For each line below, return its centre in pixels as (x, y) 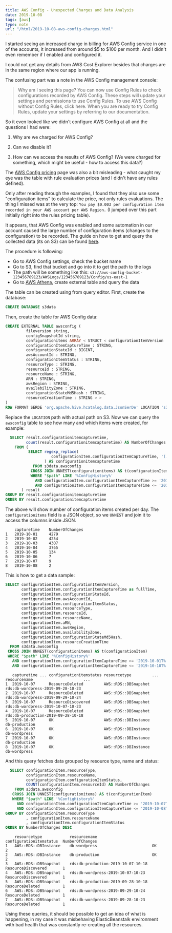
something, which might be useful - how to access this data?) (78, 163)
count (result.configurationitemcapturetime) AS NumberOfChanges (96, 442)
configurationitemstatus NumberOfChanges (51, 842)
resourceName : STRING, (51, 374)
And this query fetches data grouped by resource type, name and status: (82, 761)
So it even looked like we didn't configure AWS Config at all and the (76, 122)
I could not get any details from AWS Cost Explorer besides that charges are (85, 65)
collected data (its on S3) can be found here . (52, 241)
